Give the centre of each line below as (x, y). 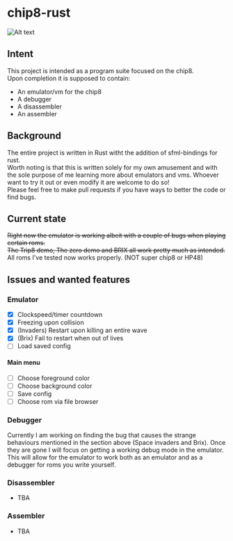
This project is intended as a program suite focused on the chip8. (101, 70)
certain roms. (26, 243)
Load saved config (44, 346)
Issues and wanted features (69, 280)
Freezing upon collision (51, 322)
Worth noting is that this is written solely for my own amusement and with (112, 167)
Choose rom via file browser (58, 401)
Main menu (24, 362)
